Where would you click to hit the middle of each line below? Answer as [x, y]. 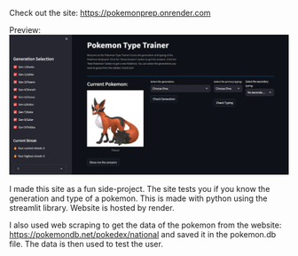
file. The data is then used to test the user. [86, 244]
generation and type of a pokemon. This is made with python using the [138, 198]
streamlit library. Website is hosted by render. [92, 208]
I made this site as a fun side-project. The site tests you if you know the [140, 189]
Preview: [25, 30]
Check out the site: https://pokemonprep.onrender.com [110, 13]
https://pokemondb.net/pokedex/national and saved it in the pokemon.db [143, 235]
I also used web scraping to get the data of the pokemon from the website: [145, 225]
